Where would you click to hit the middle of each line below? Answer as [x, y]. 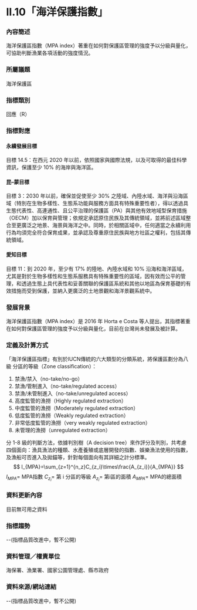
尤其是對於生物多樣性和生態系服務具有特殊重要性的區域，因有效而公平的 [93, 276]
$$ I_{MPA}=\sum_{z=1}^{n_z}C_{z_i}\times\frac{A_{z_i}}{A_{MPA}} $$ [98, 467]
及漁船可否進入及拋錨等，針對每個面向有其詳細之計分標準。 [78, 457]
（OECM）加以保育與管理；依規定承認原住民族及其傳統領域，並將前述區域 [96, 218]
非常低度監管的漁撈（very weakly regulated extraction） [82, 423]
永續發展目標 [21, 146]
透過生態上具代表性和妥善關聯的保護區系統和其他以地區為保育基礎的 [103, 283]
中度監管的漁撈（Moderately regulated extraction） [77, 408]
